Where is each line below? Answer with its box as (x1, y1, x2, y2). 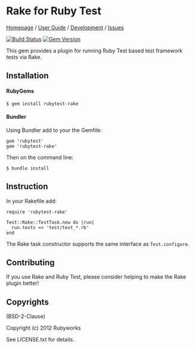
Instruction (6, 181, 48, 192)
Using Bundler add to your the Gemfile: (6, 127, 103, 134)
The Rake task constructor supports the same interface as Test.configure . (6, 240, 190, 247)
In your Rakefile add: (6, 197, 57, 204)
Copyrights (6, 297, 49, 307)
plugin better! (6, 279, 39, 287)
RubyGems (6, 87, 35, 94)
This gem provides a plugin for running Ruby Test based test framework (6, 47, 183, 54)
